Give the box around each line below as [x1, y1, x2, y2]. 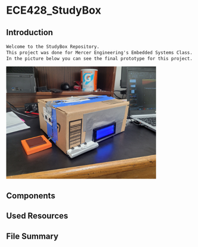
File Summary [6, 231, 59, 241]
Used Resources [6, 211, 68, 221]
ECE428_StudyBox [6, 4, 102, 17]
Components [6, 190, 55, 201]
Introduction [6, 27, 54, 37]
